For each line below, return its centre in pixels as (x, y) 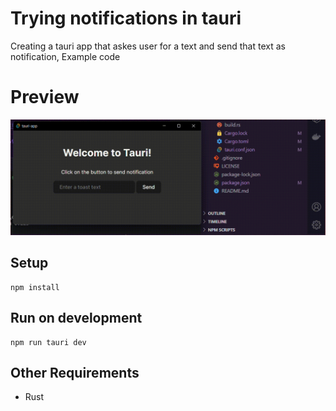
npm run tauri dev (48, 342)
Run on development (76, 318)
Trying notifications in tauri (126, 18)
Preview (45, 97)
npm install (35, 287)
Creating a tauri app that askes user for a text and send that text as (148, 46)
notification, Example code (65, 56)
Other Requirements (75, 372)
